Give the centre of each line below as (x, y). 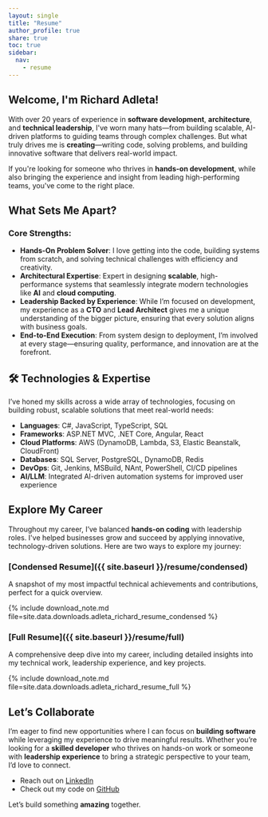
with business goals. (53, 327)
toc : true (25, 45)
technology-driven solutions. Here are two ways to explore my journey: (125, 546)
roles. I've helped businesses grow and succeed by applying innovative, (126, 537)
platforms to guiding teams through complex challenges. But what (139, 136)
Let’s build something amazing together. (75, 805)
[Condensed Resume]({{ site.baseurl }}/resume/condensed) (128, 566)
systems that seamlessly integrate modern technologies (157, 285)
